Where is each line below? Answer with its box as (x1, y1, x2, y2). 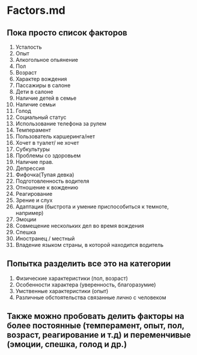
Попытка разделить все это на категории (7, 259, 171, 269)
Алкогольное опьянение (15, 56, 79, 63)
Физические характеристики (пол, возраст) (15, 275, 129, 282)
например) (15, 210, 44, 216)
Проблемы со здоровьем (15, 152, 81, 159)
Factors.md (7, 4, 65, 17)
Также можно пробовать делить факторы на (7, 311, 185, 321)
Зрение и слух (15, 196, 53, 204)
